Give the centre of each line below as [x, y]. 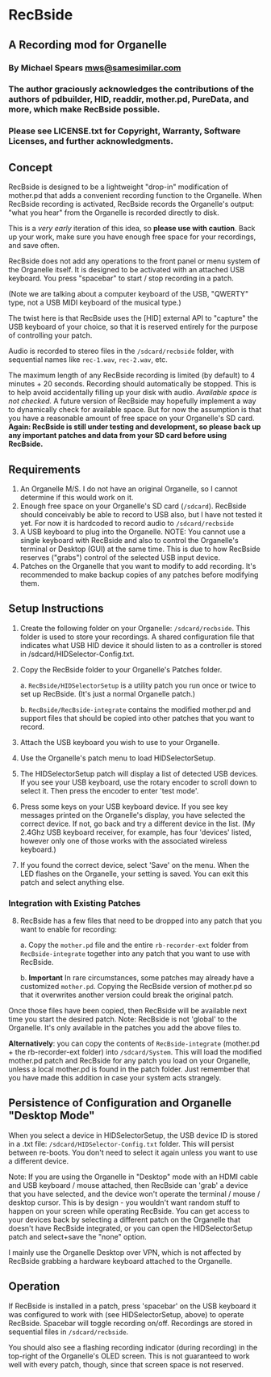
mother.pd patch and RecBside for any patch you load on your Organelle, [130, 1061]
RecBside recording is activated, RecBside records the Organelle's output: [131, 204]
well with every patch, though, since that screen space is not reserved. [126, 1364]
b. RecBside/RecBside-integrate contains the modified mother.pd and [135, 710]
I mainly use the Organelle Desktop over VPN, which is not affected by [125, 1252]
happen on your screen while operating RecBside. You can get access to [129, 1211]
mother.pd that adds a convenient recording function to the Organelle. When [135, 196]
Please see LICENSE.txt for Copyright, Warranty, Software [125, 131]
